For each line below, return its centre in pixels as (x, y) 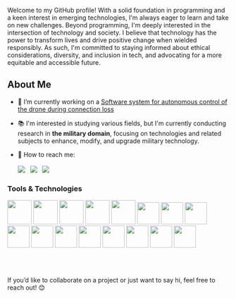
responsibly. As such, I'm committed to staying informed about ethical (109, 48)
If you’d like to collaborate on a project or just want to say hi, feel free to (112, 280)
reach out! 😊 (26, 287)
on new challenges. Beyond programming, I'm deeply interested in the (109, 25)
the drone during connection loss (66, 109)
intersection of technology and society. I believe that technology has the (112, 32)
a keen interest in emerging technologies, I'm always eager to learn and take (118, 18)
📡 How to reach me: (46, 154)
